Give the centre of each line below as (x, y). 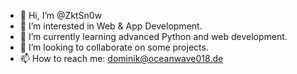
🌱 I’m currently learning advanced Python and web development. (153, 36)
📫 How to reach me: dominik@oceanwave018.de (121, 58)
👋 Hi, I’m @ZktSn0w (61, 15)
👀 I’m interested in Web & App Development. (111, 26)
